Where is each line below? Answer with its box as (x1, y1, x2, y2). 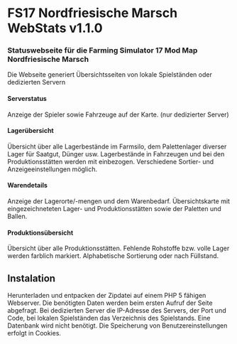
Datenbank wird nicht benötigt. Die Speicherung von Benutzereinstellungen (7, 321, 228, 330)
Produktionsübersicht (7, 228, 74, 237)
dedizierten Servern (7, 78, 66, 87)
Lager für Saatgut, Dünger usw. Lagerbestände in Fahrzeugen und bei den (7, 149, 225, 158)
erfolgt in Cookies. (7, 329, 62, 338)
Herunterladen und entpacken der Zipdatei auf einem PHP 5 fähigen (7, 291, 206, 300)
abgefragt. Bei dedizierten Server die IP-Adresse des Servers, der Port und (7, 306, 226, 315)
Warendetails (7, 181, 48, 190)
